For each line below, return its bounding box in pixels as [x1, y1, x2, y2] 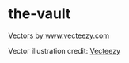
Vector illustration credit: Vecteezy [8, 46, 121, 55]
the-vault [8, 5, 71, 23]
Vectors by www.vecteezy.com [8, 31, 110, 40]
